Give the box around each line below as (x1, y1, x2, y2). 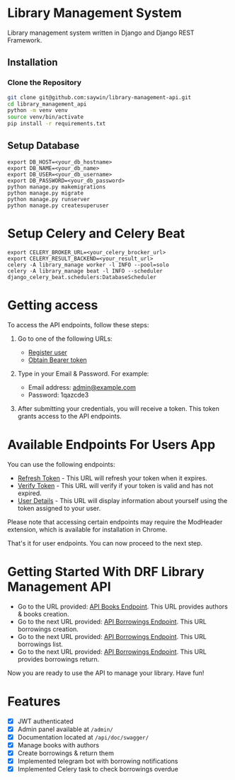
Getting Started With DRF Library (7, 563, 205, 580)
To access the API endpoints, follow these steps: (7, 320, 149, 329)
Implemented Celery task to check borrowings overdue (17, 764, 178, 773)
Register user (28, 348, 67, 356)
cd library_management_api (7, 101, 87, 108)
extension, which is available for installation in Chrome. (7, 525, 168, 533)
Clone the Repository (7, 78, 82, 88)
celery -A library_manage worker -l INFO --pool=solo (7, 261, 170, 269)
